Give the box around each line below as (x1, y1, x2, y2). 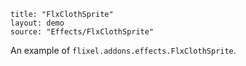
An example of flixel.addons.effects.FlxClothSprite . (10, 45, 237, 56)
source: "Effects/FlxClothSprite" (10, 27, 155, 37)
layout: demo (10, 18, 65, 28)
